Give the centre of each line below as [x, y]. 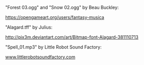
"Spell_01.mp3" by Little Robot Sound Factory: [53, 47]
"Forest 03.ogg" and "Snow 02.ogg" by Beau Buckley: [62, 7]
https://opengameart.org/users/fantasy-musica [55, 17]
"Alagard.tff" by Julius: [29, 27]
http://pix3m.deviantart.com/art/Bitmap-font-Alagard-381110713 [72, 37]
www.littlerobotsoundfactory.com [40, 57]
